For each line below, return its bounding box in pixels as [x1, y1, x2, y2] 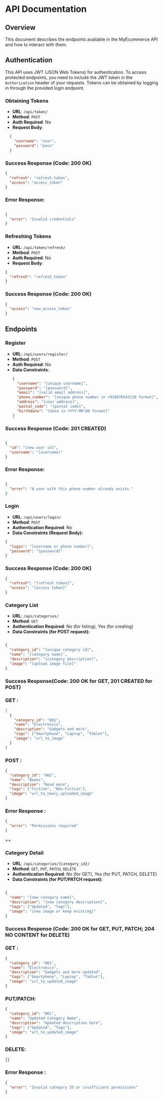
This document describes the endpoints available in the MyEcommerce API [5, 36, 158, 42]
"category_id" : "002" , [9, 773, 56, 778]
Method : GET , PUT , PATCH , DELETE [12, 866, 77, 872]
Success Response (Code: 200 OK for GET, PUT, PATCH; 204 [5, 925, 155, 932]
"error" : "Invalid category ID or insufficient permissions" [9, 1085, 138, 1090]
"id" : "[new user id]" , [9, 445, 58, 450]
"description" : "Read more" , [9, 782, 70, 787]
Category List [5, 602, 39, 609]
